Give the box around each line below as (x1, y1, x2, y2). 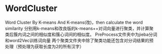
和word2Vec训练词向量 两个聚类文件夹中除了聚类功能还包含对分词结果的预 (5, 37, 154, 43)
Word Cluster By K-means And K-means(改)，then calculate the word (5, 19, 143, 25)
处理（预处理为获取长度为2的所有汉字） (5, 43, 84, 49)
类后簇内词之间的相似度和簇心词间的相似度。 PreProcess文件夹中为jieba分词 (5, 31, 157, 37)
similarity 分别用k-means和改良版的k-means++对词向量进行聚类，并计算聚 (5, 25, 154, 31)
